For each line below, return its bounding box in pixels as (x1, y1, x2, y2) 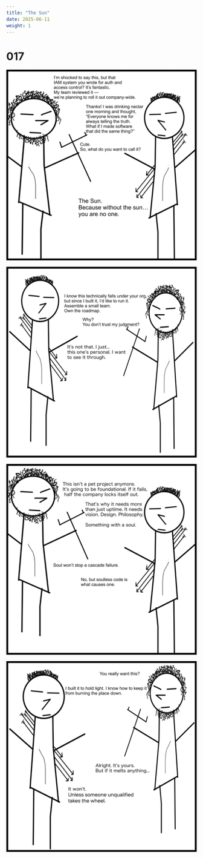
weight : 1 (6, 22, 31, 28)
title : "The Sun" (6, 10, 50, 16)
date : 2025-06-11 (6, 16, 50, 22)
